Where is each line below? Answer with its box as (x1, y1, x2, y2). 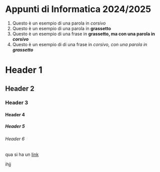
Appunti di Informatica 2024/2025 (5, 4, 151, 15)
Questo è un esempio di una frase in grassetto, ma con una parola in (12, 31, 155, 37)
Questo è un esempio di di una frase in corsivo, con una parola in (12, 41, 147, 47)
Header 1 (5, 64, 42, 76)
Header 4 (5, 112, 25, 118)
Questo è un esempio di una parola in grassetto (12, 25, 111, 31)
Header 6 (5, 136, 25, 141)
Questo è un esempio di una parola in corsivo (12, 20, 106, 26)
